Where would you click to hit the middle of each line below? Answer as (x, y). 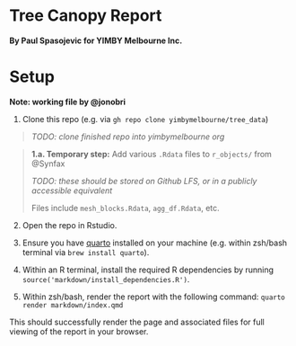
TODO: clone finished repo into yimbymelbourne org (128, 137)
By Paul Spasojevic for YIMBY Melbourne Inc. (96, 40)
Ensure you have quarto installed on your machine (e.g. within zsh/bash (155, 243)
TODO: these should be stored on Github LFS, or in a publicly (144, 181)
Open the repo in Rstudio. (70, 225)
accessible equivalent (72, 191)
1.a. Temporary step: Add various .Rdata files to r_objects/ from (151, 154)
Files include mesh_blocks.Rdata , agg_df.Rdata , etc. (125, 208)
